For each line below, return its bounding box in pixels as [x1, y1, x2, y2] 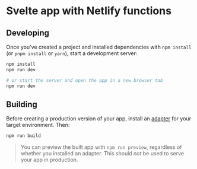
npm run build [6, 133, 42, 139]
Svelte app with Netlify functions [6, 4, 172, 18]
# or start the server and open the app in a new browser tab [6, 77, 163, 84]
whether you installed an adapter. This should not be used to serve [20, 150, 185, 157]
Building [6, 99, 37, 109]
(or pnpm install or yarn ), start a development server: [6, 50, 138, 57]
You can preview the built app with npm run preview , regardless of [20, 144, 182, 151]
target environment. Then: [6, 122, 70, 129]
